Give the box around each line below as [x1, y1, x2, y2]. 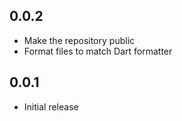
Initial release [23, 100, 79, 113]
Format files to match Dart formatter [23, 45, 173, 57]
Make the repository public [23, 34, 136, 46]
